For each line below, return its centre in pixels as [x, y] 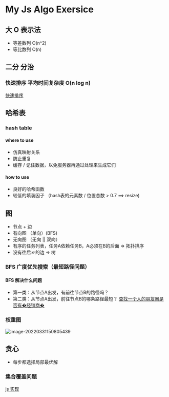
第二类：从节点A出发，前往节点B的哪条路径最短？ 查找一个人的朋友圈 [86, 299]
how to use [17, 177]
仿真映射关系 [26, 152]
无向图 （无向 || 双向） [36, 239]
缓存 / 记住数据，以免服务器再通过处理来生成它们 [64, 165]
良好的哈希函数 [28, 189]
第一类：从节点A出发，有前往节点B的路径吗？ [61, 292]
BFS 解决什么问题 [24, 280]
